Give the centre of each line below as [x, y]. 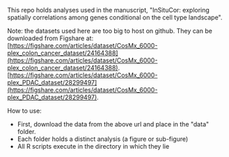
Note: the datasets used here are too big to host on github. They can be [110, 31]
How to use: [24, 111]
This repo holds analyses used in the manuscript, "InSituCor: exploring [109, 10]
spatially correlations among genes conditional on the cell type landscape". [115, 17]
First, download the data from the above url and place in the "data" [113, 124]
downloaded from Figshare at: [50, 38]
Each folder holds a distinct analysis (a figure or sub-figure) [103, 139]
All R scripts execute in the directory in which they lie [93, 146]
